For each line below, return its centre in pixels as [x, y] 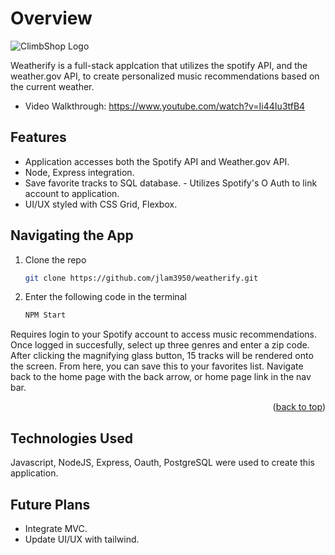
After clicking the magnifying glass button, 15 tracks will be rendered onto [162, 356]
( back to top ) [299, 407]
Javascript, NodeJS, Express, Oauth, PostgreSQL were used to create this [162, 463]
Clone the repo [55, 259]
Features [38, 137]
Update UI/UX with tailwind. [82, 539]
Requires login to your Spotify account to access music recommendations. [163, 334]
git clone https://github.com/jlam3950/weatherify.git [141, 278]
